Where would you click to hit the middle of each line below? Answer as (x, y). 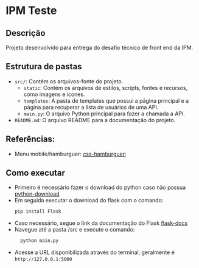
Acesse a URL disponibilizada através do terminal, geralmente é (94, 252)
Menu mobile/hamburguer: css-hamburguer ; (70, 154)
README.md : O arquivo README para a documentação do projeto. (95, 120)
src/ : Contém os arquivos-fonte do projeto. (69, 81)
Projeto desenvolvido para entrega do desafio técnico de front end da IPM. (100, 47)
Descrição (26, 33)
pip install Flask (38, 211)
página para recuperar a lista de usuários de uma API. (91, 107)
